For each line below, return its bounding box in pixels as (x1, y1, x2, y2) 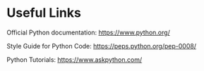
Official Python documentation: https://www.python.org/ (6, 28, 170, 37)
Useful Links (6, 5, 82, 21)
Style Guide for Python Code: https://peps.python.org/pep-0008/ (6, 41, 197, 50)
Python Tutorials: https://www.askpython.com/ (6, 55, 143, 64)
